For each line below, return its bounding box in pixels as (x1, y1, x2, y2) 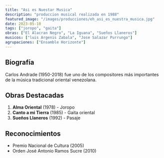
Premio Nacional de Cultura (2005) (12, 143, 84, 149)
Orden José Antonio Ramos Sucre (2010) (12, 148, 97, 154)
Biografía (5, 58, 34, 67)
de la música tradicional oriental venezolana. (5, 77, 97, 83)
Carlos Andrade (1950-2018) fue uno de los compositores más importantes (5, 71, 159, 77)
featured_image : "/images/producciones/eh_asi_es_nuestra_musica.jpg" (5, 16, 155, 21)
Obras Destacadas (5, 91, 64, 100)
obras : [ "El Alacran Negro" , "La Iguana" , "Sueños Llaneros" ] (5, 30, 137, 35)
